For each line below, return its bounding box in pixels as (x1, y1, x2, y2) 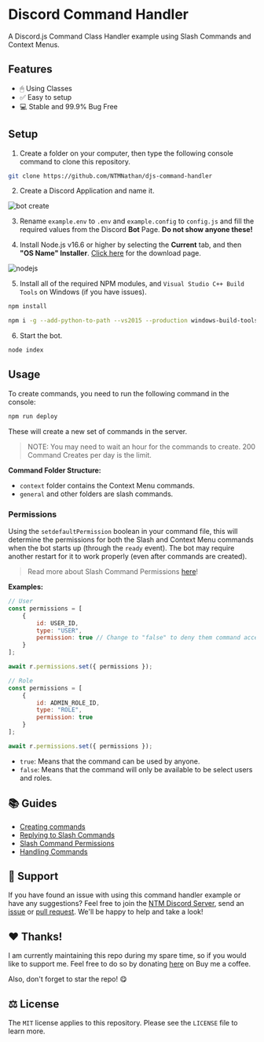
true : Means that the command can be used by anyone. (19, 757, 200, 766)
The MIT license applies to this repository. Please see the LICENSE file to (8, 1018, 238, 1028)
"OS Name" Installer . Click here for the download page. (19, 249, 202, 258)
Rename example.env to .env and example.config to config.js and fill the (19, 216, 255, 226)
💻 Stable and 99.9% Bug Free (19, 101, 118, 111)
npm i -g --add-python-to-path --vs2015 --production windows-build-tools (8, 317, 258, 325)
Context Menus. (8, 39, 60, 49)
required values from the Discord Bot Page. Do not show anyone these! (19, 225, 253, 234)
